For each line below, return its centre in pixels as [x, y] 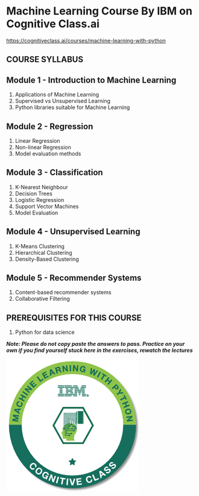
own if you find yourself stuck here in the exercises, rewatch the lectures [99, 350]
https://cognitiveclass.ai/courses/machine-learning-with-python [86, 40]
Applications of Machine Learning [57, 95]
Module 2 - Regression [50, 126]
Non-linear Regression [43, 147]
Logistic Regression [39, 199]
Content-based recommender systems [63, 292]
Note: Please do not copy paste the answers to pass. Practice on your [96, 344]
